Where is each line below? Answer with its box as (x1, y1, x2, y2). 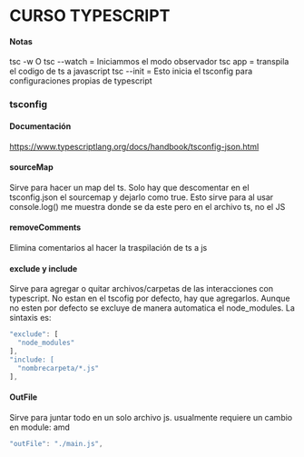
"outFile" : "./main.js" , (9, 439, 103, 448)
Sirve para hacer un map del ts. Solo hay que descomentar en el (9, 182, 250, 193)
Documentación (9, 120, 72, 132)
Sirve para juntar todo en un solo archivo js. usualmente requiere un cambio (9, 412, 293, 422)
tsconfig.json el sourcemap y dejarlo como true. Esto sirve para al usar (9, 192, 274, 203)
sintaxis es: (9, 313, 52, 323)
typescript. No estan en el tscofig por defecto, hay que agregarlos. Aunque (9, 293, 290, 304)
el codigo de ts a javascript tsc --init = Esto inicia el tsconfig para (9, 65, 253, 77)
